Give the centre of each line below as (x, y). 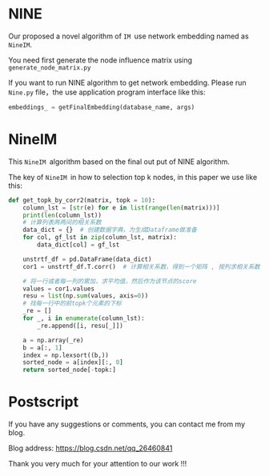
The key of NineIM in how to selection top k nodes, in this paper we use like (133, 177)
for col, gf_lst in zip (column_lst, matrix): (100, 238)
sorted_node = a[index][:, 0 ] (73, 362)
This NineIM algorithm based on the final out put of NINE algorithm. (119, 162)
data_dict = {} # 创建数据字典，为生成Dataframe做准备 (110, 230)
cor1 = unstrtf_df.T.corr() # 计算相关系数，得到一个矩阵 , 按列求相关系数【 (145, 266)
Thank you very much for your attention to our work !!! (98, 464)
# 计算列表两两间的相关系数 (62, 222)
